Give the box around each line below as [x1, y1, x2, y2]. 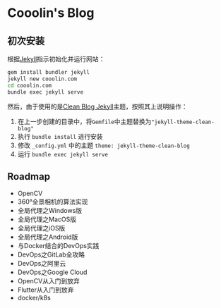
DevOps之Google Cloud [17, 268, 88, 276]
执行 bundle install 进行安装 [17, 132, 103, 140]
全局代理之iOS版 [17, 224, 66, 233]
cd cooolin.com [7, 82, 52, 89]
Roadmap [7, 171, 51, 183]
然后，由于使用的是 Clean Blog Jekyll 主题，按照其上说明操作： [7, 102, 189, 111]
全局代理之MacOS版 [17, 215, 76, 223]
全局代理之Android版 [17, 233, 78, 241]
